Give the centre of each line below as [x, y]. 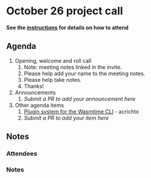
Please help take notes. [53, 79]
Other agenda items [39, 105]
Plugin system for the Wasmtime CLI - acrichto [81, 111]
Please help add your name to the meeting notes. [84, 73]
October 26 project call [65, 11]
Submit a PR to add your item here [66, 118]
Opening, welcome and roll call [53, 60]
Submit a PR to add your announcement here [80, 99]
